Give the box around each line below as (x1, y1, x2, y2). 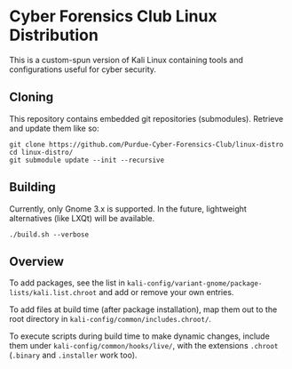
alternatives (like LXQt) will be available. (9, 213, 155, 223)
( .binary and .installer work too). (9, 349, 138, 361)
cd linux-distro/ (9, 148, 74, 156)
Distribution (9, 25, 99, 45)
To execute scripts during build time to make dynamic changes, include (9, 331, 271, 341)
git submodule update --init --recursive (9, 156, 165, 164)
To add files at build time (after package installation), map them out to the (9, 304, 278, 315)
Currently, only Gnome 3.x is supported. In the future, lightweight (9, 203, 247, 214)
